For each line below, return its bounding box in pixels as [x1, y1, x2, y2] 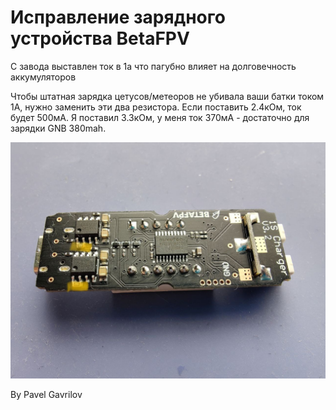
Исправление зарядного [10, 6, 226, 29]
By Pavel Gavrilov [10, 388, 83, 400]
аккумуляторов [10, 71, 77, 83]
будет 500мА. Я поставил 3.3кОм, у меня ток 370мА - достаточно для [10, 111, 310, 123]
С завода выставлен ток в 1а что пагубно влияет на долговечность [10, 60, 297, 72]
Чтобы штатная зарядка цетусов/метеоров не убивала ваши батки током [10, 90, 325, 102]
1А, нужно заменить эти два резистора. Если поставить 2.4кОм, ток [10, 101, 302, 113]
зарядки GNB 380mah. [10, 122, 107, 134]
